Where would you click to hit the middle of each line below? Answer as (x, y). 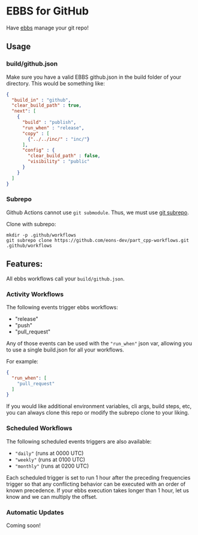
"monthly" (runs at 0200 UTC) (52, 466)
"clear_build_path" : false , (64, 156)
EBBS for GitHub (47, 11)
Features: (25, 264)
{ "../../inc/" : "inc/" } (59, 139)
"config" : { (38, 150)
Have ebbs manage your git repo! (47, 28)
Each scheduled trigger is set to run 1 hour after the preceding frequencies (98, 477)
